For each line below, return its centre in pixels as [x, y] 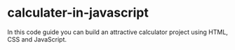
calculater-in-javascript [78, 13]
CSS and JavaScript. [37, 39]
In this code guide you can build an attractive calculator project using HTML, [117, 32]
